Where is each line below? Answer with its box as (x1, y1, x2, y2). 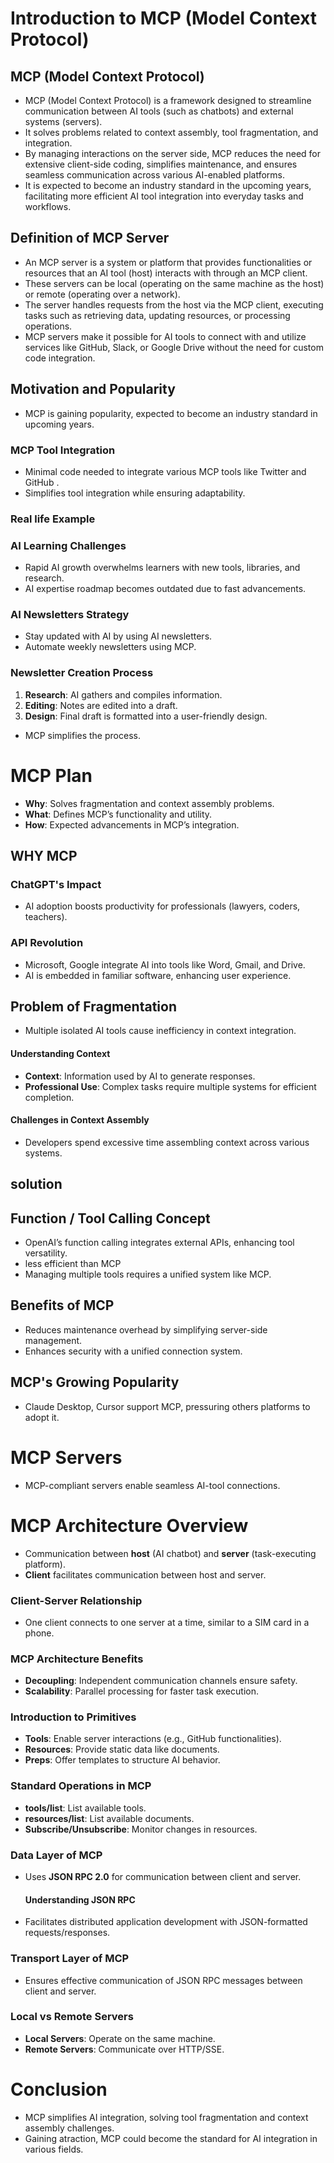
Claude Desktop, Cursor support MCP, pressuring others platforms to (24, 1400, 311, 1412)
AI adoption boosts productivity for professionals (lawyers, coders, (24, 900, 301, 912)
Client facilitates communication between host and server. (24, 1568, 267, 1581)
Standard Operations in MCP (10, 1779, 152, 1793)
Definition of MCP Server (10, 230, 170, 247)
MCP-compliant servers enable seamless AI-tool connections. (24, 1479, 281, 1491)
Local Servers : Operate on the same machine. (24, 2032, 216, 2044)
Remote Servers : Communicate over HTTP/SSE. (24, 2043, 225, 2055)
